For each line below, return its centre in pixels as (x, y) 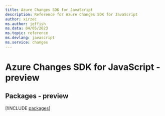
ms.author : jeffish (26, 24)
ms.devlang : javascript (30, 38)
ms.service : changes (27, 42)
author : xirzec (21, 19)
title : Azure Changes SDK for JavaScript (49, 10)
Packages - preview (37, 96)
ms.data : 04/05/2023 (27, 28)
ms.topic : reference (27, 33)
